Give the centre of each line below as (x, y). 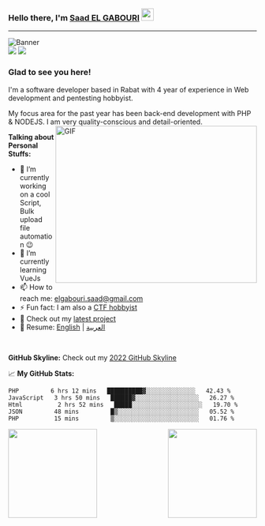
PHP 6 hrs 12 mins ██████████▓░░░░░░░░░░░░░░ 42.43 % (119, 391)
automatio (36, 236)
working (33, 186)
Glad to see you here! (50, 73)
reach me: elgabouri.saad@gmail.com (81, 298)
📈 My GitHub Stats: (41, 373)
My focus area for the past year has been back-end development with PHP (130, 113)
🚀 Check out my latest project (68, 318)
